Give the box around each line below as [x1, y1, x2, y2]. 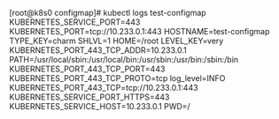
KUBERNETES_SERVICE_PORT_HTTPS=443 [9, 92, 170, 102]
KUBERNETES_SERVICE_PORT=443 [9, 17, 141, 27]
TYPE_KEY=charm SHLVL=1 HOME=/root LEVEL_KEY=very [9, 35, 224, 46]
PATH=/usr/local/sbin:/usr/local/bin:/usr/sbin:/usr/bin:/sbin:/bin [9, 55, 239, 64]
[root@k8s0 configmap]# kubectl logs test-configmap [9, 8, 206, 18]
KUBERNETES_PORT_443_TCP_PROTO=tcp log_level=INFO [9, 73, 226, 83]
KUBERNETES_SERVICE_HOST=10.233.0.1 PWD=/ [9, 101, 190, 111]
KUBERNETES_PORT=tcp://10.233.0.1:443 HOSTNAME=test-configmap [9, 26, 270, 36]
